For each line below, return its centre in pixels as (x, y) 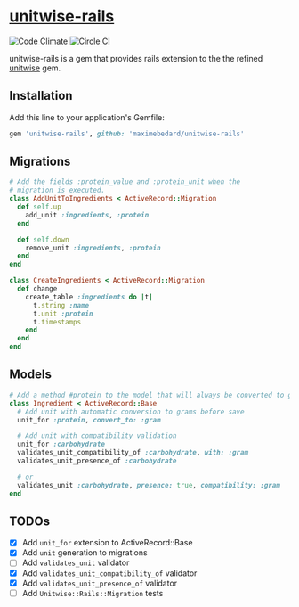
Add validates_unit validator (76, 562)
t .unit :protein (63, 314)
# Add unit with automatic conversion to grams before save (131, 412)
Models (30, 375)
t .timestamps (57, 322)
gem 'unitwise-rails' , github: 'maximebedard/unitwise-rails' (127, 134)
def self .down (43, 239)
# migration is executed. (57, 190)
